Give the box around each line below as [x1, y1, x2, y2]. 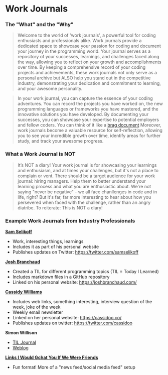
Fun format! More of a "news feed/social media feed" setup [12, 364, 135, 370]
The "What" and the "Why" [5, 21, 74, 28]
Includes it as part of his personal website [12, 244, 99, 250]
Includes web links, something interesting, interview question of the [12, 299, 152, 305]
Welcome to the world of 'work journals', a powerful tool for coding [17, 32, 156, 38]
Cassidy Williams [5, 289, 43, 295]
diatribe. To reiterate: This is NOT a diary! [17, 204, 103, 211]
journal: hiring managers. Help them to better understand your [17, 178, 146, 184]
